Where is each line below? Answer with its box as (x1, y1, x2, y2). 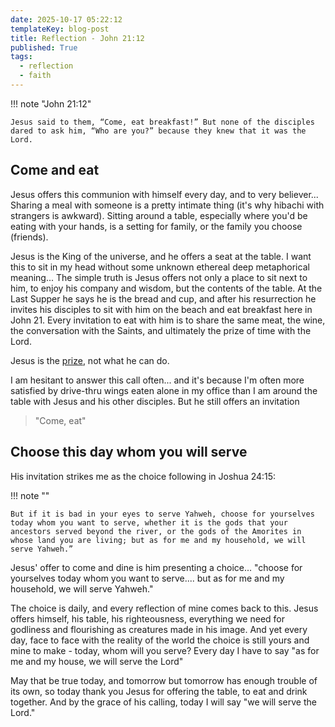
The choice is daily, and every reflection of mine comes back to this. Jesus (10, 602, 319, 614)
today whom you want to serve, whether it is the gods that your (10, 517, 288, 528)
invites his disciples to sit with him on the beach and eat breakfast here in (10, 303, 313, 315)
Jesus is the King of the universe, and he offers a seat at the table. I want (10, 250, 312, 262)
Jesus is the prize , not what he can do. (10, 354, 170, 366)
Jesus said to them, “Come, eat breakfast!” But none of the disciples (10, 117, 315, 127)
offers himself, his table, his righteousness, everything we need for (10, 612, 286, 625)
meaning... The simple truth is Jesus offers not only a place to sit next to (10, 271, 308, 283)
